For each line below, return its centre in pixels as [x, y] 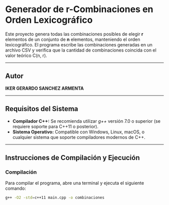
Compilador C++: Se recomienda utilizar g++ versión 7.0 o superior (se [87, 121]
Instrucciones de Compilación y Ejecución [72, 158]
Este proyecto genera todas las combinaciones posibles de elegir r [74, 34]
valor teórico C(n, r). [26, 55]
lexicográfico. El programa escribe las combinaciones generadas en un [79, 44]
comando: [16, 188]
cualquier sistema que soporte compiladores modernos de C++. [79, 137]
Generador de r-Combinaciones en [79, 9]
